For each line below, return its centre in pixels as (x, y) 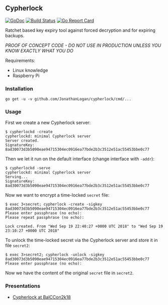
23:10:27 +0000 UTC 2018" (32, 231)
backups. (15, 35)
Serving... (17, 177)
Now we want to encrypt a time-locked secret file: (57, 195)
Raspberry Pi (26, 76)
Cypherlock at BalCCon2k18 (42, 297)
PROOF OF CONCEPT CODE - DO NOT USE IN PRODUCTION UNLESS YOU (83, 45)
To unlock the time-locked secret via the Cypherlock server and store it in (81, 240)
